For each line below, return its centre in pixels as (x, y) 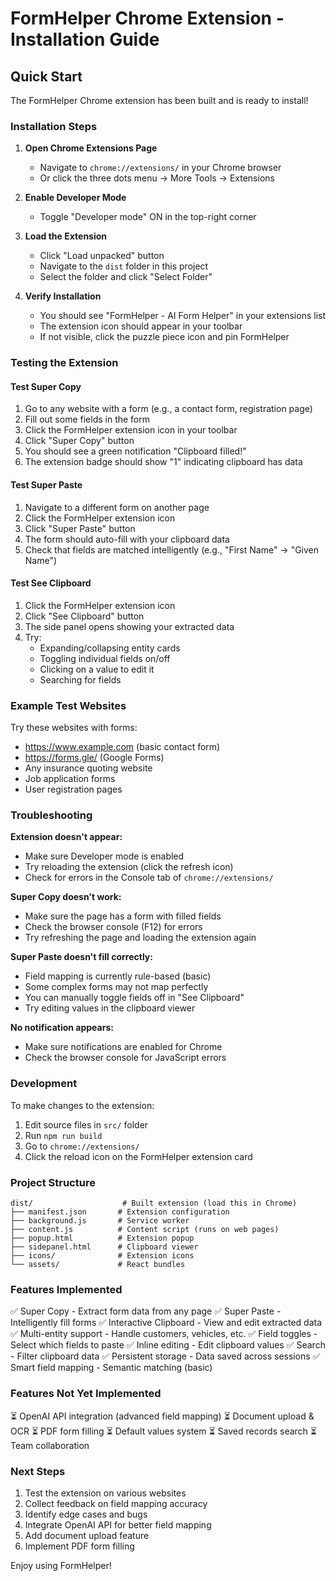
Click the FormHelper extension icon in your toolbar (131, 430)
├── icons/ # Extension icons (102, 1256)
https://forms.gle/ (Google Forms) (94, 758)
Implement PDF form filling (79, 1546)
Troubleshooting (51, 815)
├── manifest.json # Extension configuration (120, 1212)
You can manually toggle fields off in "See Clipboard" (134, 998)
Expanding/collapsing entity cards (110, 648)
